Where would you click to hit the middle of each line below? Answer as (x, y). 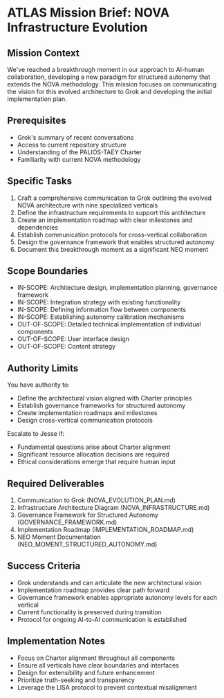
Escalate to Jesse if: (36, 434)
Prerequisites (37, 121)
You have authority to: (39, 385)
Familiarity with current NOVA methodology (79, 159)
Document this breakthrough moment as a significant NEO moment (113, 249)
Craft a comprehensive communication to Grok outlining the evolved (114, 198)
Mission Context (43, 53)
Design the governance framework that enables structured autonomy (115, 242)
